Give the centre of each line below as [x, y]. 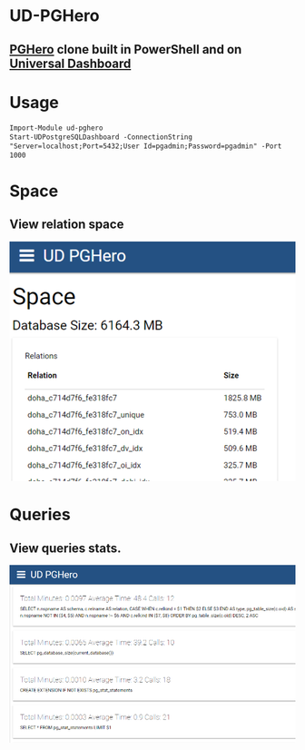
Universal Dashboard [70, 63]
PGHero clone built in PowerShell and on [126, 49]
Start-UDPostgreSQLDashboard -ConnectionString [101, 137]
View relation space [67, 225]
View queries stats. [65, 548]
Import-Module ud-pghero [56, 128]
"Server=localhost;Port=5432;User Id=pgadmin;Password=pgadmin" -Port [146, 146]
